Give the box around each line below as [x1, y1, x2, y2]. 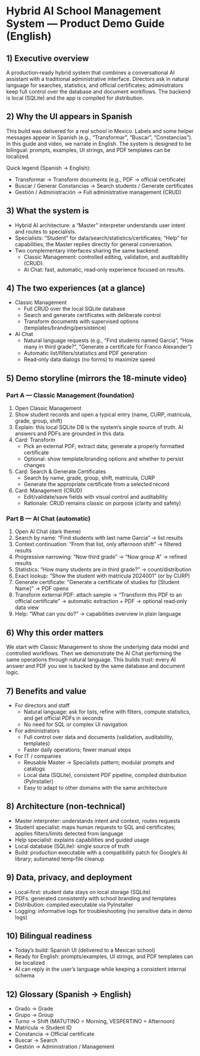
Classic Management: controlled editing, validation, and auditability [23, 253, 189, 260]
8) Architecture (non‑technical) [6, 802, 126, 812]
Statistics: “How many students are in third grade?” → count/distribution [14, 566, 192, 573]
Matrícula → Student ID [14, 1024, 72, 1032]
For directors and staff [14, 702, 70, 709]
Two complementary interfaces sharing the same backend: [14, 247, 160, 254]
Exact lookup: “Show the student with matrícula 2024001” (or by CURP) [14, 572, 190, 579]
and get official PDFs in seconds [23, 715, 104, 722]
